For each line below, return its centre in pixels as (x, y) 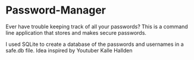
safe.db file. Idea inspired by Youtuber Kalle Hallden (69, 50)
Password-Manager (56, 10)
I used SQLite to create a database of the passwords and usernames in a (95, 44)
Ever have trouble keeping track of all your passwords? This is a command (97, 26)
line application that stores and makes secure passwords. (76, 32)
